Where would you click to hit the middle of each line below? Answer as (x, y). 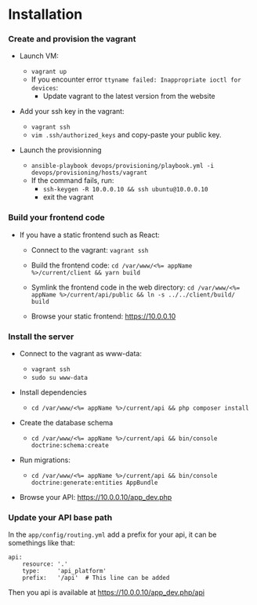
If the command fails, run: (72, 180)
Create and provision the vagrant (72, 39)
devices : (45, 88)
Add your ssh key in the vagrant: (72, 111)
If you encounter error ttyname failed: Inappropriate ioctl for (136, 79)
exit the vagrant (68, 197)
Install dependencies (53, 392)
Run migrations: (45, 460)
